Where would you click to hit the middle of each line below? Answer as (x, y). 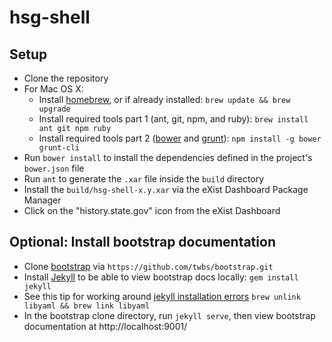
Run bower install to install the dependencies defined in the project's (168, 157)
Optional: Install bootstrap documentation (142, 242)
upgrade (54, 109)
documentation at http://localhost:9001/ (105, 326)
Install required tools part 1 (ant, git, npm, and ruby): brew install (173, 119)
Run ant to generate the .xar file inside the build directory (144, 179)
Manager (42, 200)
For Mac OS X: (53, 89)
